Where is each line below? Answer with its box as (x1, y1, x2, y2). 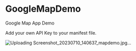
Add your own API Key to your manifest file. (5, 30, 97, 36)
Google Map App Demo (5, 20, 55, 26)
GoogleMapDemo (5, 3, 81, 15)
